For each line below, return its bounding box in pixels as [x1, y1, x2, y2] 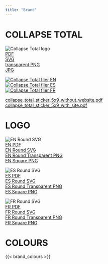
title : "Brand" [5, 7, 37, 13]
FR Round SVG [5, 209, 36, 215]
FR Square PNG [5, 219, 38, 225]
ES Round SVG [5, 178, 36, 184]
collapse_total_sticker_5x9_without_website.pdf [5, 97, 103, 103]
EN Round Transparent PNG [5, 152, 63, 158]
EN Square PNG [5, 157, 38, 163]
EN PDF [5, 141, 22, 148]
